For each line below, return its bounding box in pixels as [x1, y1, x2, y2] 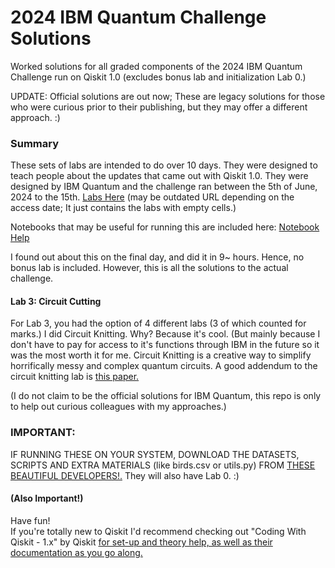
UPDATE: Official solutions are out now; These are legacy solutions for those [10, 90, 326, 102]
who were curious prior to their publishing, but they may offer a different [10, 101, 308, 113]
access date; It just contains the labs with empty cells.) [10, 202, 237, 214]
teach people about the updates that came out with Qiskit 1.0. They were [10, 170, 309, 182]
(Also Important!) [10, 492, 84, 505]
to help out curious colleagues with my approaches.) [10, 401, 227, 413]
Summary [10, 136, 60, 150]
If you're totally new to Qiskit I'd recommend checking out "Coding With [10, 525, 307, 537]
